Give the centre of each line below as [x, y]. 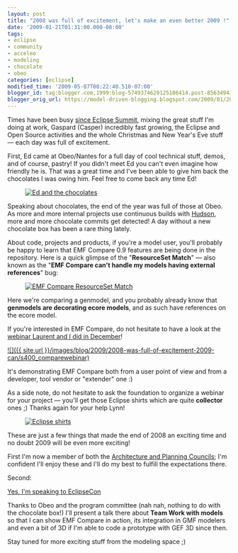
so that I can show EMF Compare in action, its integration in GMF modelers [117, 520]
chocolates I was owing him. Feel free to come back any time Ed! [102, 179]
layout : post [27, 14]
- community [25, 47]
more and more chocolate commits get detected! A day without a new [109, 221]
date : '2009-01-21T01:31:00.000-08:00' [66, 27]
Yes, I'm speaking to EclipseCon [54, 491]
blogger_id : [25, 93]
